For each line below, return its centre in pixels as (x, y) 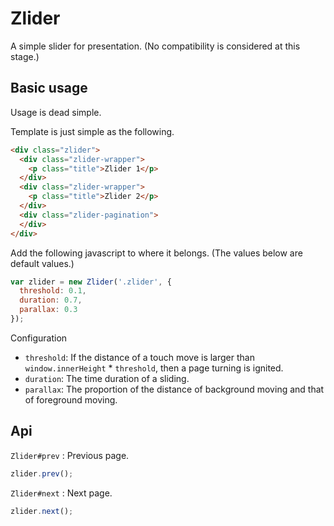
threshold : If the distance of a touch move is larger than (139, 357)
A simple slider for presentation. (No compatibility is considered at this (155, 46)
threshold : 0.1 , (53, 291)
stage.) (25, 56)
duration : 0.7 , (51, 300)
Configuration (39, 338)
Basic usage (49, 88)
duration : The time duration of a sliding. (107, 378)
